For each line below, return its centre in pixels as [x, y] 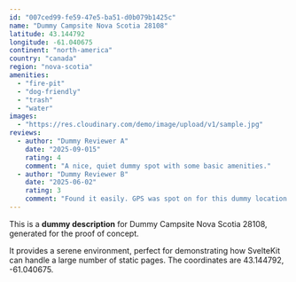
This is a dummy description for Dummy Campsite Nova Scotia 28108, [138, 223]
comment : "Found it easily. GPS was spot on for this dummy [138, 199]
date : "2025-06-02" [61, 183]
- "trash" [35, 100]
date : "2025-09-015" [63, 149]
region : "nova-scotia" [51, 67]
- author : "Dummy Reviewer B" [73, 174]
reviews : [25, 133]
